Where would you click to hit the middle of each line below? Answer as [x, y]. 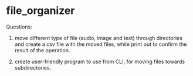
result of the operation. [42, 50]
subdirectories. [33, 67]
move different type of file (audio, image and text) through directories [99, 38]
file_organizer [40, 11]
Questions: [19, 27]
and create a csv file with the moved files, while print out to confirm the [101, 44]
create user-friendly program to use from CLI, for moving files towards [100, 61]
